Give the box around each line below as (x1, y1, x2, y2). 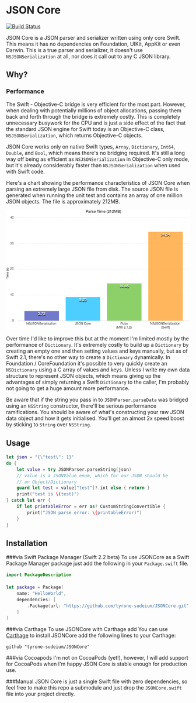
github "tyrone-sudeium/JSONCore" (6, 644, 90, 650)
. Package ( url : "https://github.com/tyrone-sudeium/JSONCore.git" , (27, 603, 192, 609)
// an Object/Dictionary (16, 479, 77, 485)
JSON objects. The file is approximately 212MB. (6, 198, 121, 205)
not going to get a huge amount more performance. (6, 385, 130, 392)
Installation (6, 538, 48, 548)
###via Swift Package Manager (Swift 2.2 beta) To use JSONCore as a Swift (6, 554, 190, 561)
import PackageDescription (6, 572, 72, 578)
